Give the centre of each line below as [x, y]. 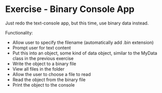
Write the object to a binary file [44, 63]
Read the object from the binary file [49, 79]
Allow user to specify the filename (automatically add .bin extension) [83, 42]
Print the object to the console [43, 85]
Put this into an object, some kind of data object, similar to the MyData [85, 53]
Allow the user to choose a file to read [51, 74]
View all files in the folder [38, 69]
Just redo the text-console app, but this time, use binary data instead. [77, 23]
